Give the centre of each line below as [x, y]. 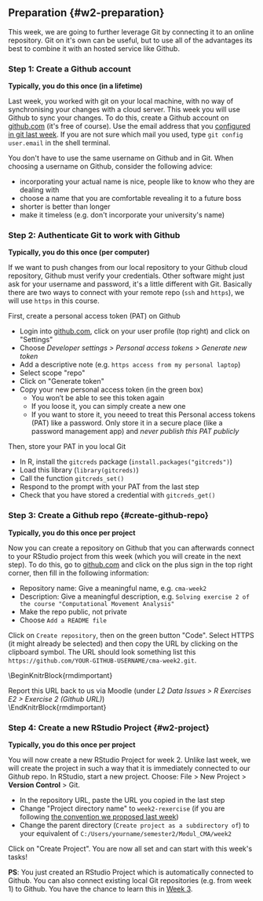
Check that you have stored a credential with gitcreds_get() [117, 495]
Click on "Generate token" [62, 381]
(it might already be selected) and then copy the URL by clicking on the [123, 644]
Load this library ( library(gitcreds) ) [79, 470]
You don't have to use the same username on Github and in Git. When [121, 158]
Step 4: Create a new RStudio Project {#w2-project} [109, 728]
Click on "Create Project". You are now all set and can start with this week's [130, 848]
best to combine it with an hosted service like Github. [94, 48]
